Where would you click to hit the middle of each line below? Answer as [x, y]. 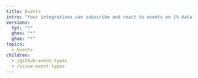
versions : [18, 22]
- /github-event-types [39, 60]
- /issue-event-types [38, 66]
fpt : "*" [22, 28]
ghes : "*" [23, 33]
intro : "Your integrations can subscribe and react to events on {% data [99, 17]
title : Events [24, 11]
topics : [16, 45]
